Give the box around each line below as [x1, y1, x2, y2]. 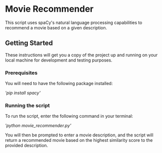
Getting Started [5, 39, 53, 47]
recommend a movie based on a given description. [5, 24, 107, 30]
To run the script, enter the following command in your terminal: [5, 113, 133, 119]
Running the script [5, 102, 50, 109]
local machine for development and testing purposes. [5, 57, 113, 63]
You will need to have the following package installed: [5, 81, 113, 87]
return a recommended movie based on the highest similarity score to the [5, 137, 153, 143]
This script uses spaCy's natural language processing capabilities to [5, 20, 142, 25]
